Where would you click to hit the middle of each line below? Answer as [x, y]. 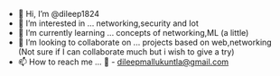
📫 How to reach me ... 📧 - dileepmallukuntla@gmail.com [123, 62]
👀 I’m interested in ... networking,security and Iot [108, 23]
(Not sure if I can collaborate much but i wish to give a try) [126, 52]
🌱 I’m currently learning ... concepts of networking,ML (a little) [133, 33]
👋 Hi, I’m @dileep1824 [59, 14]
